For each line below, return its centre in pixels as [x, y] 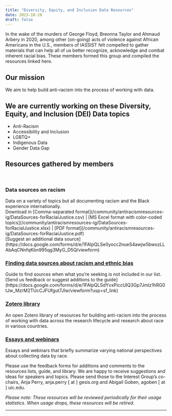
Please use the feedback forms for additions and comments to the [75, 366]
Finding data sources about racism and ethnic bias [69, 263]
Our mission [25, 77]
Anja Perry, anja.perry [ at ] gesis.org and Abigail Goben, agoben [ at [93, 382]
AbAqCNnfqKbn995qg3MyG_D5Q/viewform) [52, 250]
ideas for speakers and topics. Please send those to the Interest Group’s [81, 377]
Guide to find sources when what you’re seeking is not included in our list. [83, 274]
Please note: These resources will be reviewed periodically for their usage [83, 397]
